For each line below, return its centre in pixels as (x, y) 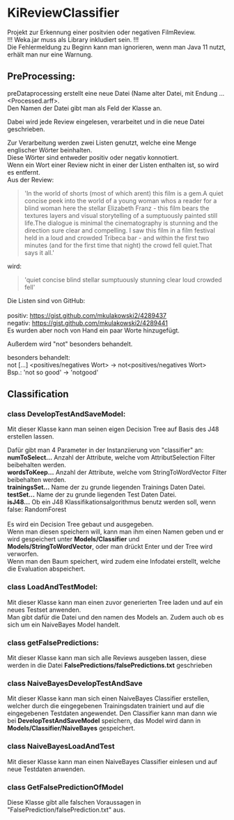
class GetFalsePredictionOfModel (65, 787)
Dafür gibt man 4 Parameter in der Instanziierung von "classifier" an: (106, 450)
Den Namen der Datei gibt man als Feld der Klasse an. (85, 108)
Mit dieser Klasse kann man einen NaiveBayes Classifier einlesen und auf (112, 761)
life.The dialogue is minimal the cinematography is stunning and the (121, 223)
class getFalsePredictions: (53, 643)
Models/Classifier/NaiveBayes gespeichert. (71, 729)
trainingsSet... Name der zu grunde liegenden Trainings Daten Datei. (107, 488)
